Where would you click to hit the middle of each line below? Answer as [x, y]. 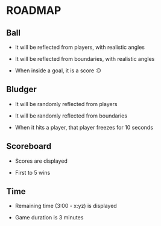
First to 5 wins [33, 172]
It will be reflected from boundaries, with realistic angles [85, 59]
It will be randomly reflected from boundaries [71, 116]
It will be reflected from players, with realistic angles [80, 47]
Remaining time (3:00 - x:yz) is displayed [66, 206]
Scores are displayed [41, 161]
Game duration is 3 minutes [49, 218]
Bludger [22, 89]
